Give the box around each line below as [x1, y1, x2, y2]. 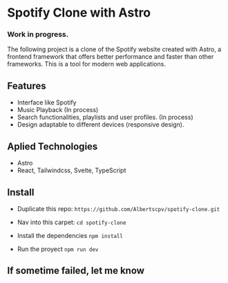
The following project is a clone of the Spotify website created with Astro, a [7, 45, 222, 53]
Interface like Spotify [17, 98, 77, 107]
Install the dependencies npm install [17, 231, 123, 239]
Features [7, 80, 46, 91]
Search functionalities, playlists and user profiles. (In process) [17, 113, 193, 122]
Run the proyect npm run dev [17, 244, 99, 253]
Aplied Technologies [7, 140, 98, 152]
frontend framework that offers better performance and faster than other [7, 53, 214, 61]
